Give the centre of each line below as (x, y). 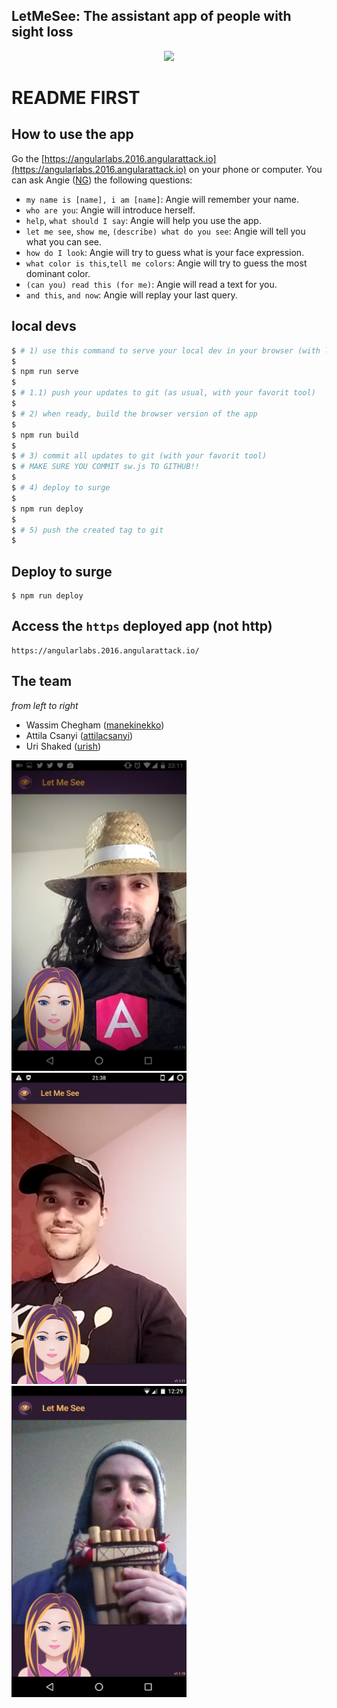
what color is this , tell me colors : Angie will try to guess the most (166, 263)
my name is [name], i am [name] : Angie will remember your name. (162, 199)
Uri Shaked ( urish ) (63, 746)
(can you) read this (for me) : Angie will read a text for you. (151, 284)
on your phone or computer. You (255, 169)
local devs (44, 326)
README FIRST (76, 98)
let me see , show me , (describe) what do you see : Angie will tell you (165, 231)
